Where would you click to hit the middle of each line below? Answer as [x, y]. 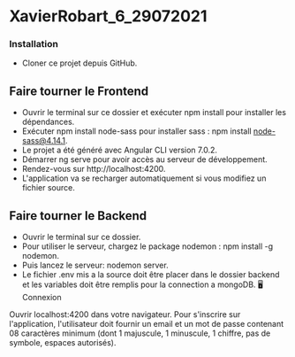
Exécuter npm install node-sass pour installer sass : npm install [136, 131]
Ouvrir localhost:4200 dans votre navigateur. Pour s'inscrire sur [125, 314]
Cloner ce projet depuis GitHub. [79, 63]
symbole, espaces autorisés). [63, 343]
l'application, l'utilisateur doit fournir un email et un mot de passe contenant [147, 324]
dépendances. [48, 122]
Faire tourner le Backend [78, 216]
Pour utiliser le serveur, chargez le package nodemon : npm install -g [147, 246]
